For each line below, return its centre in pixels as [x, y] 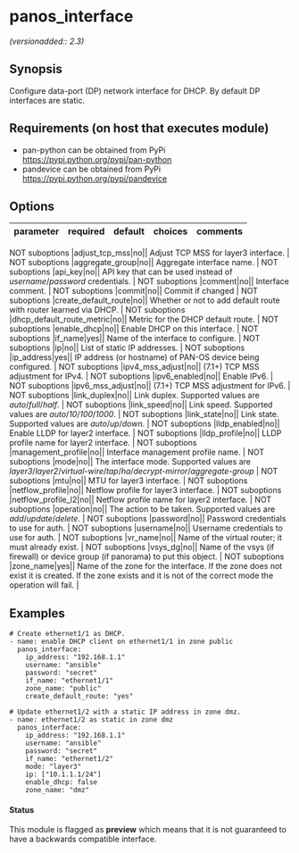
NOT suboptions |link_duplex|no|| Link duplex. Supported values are [135, 396]
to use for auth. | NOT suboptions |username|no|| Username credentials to [146, 528]
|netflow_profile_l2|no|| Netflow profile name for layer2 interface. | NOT [141, 500]
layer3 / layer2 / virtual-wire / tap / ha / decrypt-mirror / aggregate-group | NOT [144, 472]
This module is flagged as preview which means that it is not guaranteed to [148, 830]
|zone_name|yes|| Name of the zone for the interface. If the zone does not [146, 566]
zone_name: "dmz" [58, 790]
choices [170, 231]
